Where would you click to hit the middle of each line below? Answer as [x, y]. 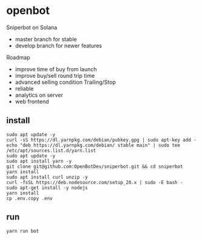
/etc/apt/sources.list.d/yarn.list [51, 150]
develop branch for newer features [59, 46]
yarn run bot [23, 231]
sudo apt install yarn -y [39, 161]
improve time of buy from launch [56, 69]
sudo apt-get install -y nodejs [47, 188]
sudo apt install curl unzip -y [47, 177]
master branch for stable [46, 39]
